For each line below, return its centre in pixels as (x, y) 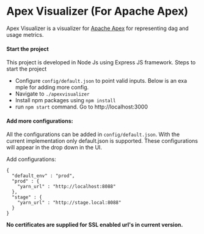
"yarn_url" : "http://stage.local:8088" (69, 203)
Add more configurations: (40, 121)
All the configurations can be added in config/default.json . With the (93, 134)
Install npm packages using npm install (65, 100)
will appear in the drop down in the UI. (54, 148)
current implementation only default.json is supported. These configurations (102, 141)
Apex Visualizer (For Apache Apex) (97, 11)
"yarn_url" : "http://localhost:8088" (67, 187)
